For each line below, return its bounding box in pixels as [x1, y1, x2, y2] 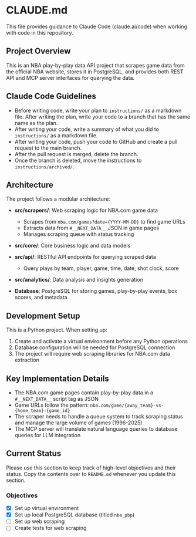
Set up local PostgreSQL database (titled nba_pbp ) [14, 511, 135, 518]
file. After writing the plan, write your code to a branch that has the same [14, 113, 191, 120]
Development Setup [6, 310, 80, 320]
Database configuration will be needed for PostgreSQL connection [14, 344, 175, 351]
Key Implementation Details [6, 373, 110, 383]
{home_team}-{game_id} [14, 408, 70, 414]
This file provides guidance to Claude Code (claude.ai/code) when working [6, 23, 188, 30]
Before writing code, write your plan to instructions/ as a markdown [14, 107, 182, 114]
